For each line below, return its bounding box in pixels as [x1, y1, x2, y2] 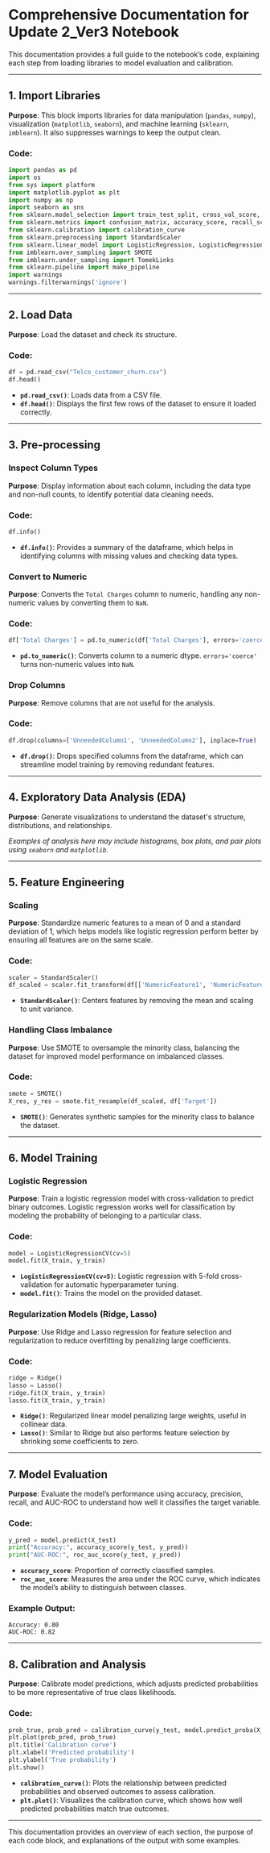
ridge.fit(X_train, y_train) [8, 1389, 106, 1397]
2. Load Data [8, 308, 73, 322]
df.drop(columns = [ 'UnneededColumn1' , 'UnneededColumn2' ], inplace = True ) [8, 736, 257, 744]
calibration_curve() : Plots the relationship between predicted [19, 1778, 227, 1788]
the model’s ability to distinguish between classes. [19, 1583, 186, 1593]
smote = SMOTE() [8, 1089, 63, 1097]
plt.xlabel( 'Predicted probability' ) [8, 1748, 135, 1757]
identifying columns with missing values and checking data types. [19, 551, 239, 560]
